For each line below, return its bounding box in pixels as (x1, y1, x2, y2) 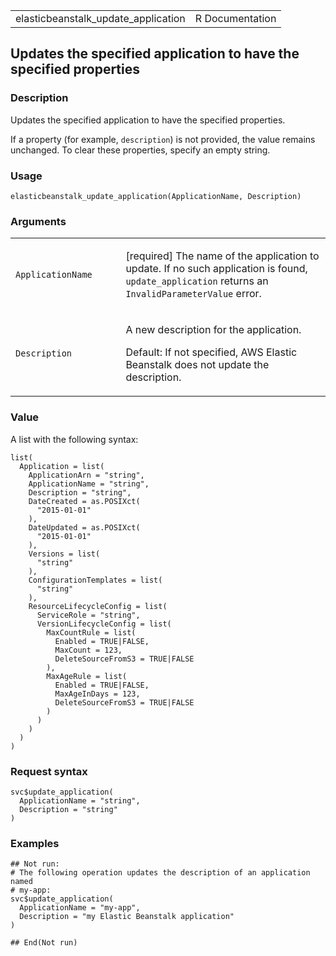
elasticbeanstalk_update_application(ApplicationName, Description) (10, 191, 302, 201)
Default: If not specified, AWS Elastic (125, 345, 298, 359)
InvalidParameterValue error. (125, 287, 262, 301)
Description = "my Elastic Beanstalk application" (19, 912, 235, 922)
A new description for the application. (125, 323, 302, 337)
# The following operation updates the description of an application (10, 868, 311, 878)
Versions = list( (28, 549, 101, 559)
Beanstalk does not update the (125, 358, 270, 372)
